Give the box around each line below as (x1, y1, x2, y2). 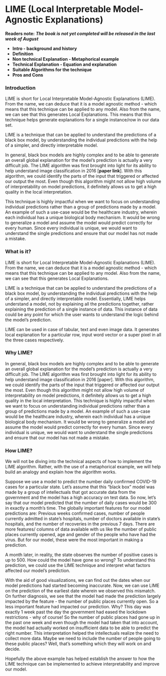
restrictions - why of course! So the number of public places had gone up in (5, 614, 160, 620)
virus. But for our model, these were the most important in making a (5, 537, 143, 543)
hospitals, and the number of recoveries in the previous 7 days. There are (5, 521, 155, 527)
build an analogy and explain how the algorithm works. (5, 469, 116, 475)
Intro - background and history (12, 45, 77, 51)
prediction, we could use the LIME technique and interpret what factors (5, 563, 151, 568)
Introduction (5, 84, 36, 91)
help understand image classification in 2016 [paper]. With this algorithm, (5, 376, 155, 382)
